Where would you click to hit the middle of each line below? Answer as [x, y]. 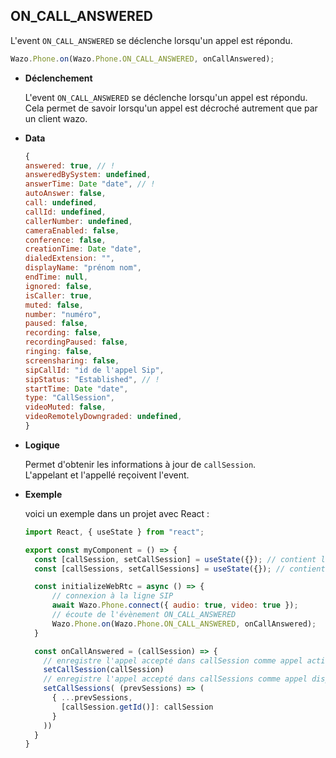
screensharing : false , [72, 360]
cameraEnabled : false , [72, 230]
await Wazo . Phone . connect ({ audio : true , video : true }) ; [175, 605]
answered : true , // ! [70, 165]
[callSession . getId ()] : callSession [137, 707]
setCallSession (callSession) [104, 670]
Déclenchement [58, 78]
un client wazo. [56, 118]
